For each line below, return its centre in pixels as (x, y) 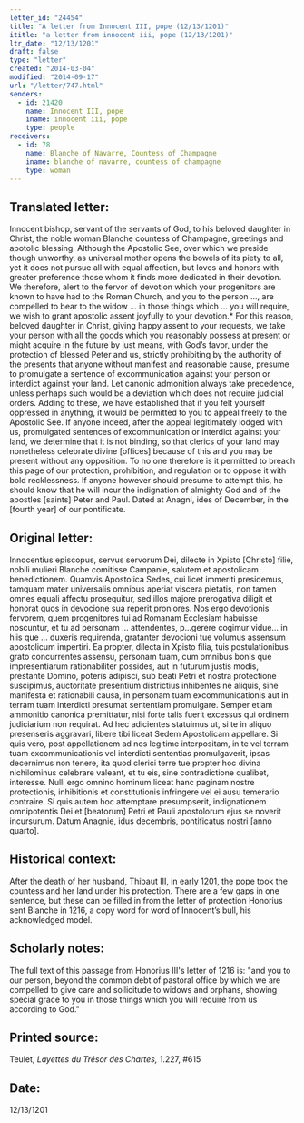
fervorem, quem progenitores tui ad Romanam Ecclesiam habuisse (134, 618)
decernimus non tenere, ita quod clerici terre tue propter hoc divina (135, 763)
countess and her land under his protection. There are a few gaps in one (144, 890)
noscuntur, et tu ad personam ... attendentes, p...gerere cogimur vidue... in (148, 627)
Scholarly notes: (57, 949)
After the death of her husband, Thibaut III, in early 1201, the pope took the (149, 881)
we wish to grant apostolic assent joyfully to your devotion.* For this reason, (152, 316)
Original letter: (51, 538)
